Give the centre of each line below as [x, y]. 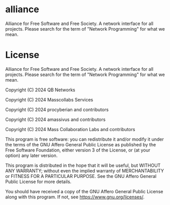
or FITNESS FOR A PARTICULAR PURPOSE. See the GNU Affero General [81, 176]
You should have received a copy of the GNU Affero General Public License [84, 191]
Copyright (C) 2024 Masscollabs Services [49, 99]
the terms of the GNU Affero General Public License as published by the [81, 144]
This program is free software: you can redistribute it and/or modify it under [84, 139]
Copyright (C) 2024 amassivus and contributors [55, 119]
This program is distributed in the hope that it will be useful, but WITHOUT [83, 165]
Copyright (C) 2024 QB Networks [40, 90]
